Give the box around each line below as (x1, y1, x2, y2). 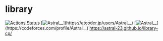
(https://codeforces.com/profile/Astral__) (5, 25, 89, 31)
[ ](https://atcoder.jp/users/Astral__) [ (41, 20, 136, 26)
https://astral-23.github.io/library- (89, 25, 159, 31)
